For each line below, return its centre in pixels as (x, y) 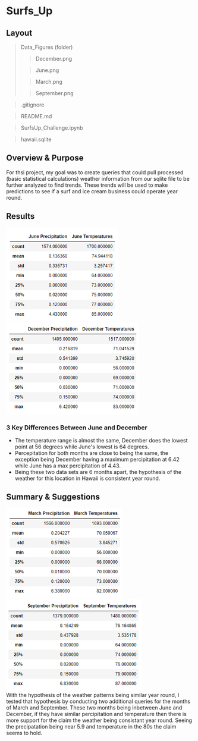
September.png (54, 93)
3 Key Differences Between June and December (77, 428)
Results (21, 216)
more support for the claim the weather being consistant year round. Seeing (99, 720)
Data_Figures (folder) (47, 47)
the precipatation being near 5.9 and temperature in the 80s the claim (91, 726)
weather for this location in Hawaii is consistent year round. (87, 478)
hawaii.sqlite (36, 139)
